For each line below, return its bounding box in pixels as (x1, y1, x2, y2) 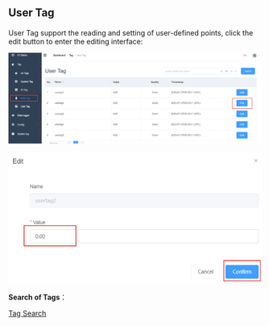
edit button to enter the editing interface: (8, 36, 143, 46)
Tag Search (8, 308, 47, 318)
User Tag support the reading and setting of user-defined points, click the (8, 27, 254, 37)
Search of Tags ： (8, 292, 68, 302)
